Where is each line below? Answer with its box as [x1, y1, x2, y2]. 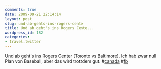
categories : [5, 35, 30, 40]
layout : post [5, 16, 32, 21]
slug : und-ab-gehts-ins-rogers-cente [5, 21, 83, 26]
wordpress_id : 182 [5, 30, 43, 35]
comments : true [5, 7, 37, 12]
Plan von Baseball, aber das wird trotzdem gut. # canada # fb [5, 58, 128, 64]
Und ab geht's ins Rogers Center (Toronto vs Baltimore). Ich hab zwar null [5, 53, 157, 59]
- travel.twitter [5, 39, 41, 44]
